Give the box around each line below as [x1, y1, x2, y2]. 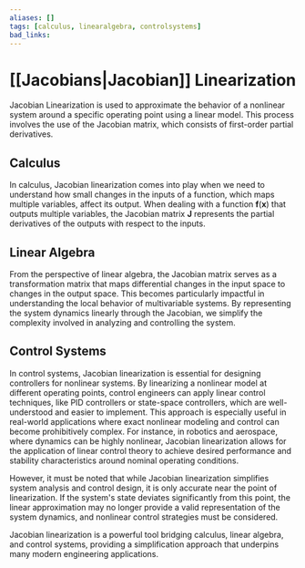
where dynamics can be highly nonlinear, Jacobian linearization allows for [9, 435, 287, 447]
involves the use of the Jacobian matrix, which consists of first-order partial [9, 119, 294, 130]
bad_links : [9, 30, 51, 39]
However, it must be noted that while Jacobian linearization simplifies [9, 472, 269, 483]
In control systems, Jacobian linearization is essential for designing [9, 367, 261, 378]
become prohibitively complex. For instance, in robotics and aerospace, [9, 426, 279, 437]
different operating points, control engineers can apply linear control [9, 387, 266, 398]
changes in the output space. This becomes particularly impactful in [9, 288, 265, 299]
